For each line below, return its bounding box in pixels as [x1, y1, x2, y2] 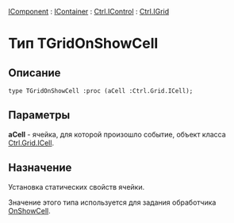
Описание [8, 66, 61, 79]
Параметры [8, 109, 71, 122]
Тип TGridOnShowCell [8, 35, 159, 52]
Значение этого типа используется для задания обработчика [8, 198, 217, 207]
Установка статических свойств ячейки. [8, 182, 145, 191]
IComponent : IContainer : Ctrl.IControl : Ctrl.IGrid [8, 7, 170, 16]
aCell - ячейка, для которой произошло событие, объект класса [8, 129, 226, 139]
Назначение [8, 161, 72, 175]
